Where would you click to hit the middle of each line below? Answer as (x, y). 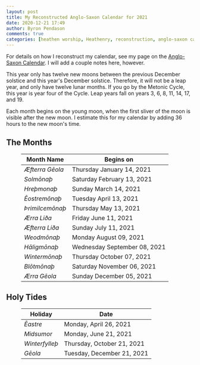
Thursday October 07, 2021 (112, 256)
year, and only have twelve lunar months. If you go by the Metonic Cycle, (96, 87)
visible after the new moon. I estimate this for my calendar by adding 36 (94, 117)
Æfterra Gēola (44, 169)
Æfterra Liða (42, 227)
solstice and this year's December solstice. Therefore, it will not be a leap (96, 81)
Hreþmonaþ (41, 188)
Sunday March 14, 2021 (107, 188)
